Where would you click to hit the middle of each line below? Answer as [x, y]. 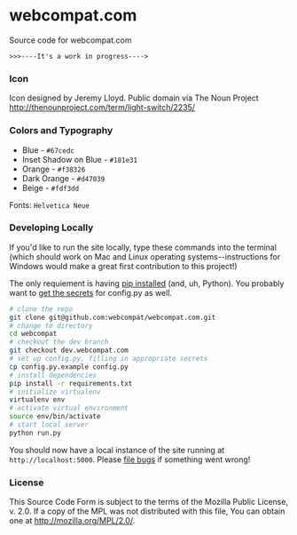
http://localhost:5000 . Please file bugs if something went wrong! [130, 459]
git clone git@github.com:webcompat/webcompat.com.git [113, 317]
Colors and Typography [61, 131]
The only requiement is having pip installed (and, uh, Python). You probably [147, 283]
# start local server [49, 425]
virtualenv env [37, 400]
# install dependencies [53, 375]
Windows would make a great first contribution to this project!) [123, 266]
